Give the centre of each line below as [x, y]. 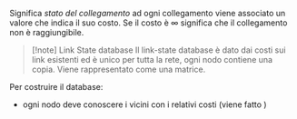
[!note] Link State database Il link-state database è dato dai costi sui [158, 50]
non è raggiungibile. [47, 32]
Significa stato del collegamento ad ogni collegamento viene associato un [148, 13]
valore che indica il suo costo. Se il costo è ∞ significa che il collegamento [148, 23]
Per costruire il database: [56, 87]
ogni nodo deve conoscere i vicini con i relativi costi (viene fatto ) [144, 104]
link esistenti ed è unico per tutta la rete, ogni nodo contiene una [152, 59]
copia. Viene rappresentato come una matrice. [119, 69]
